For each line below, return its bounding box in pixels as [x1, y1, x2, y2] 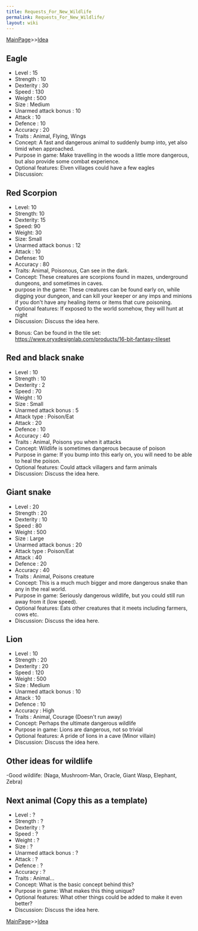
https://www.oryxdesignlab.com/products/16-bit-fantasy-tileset [14, 336, 171, 343]
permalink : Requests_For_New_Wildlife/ [6, 14, 105, 20]
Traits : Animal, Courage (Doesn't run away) [14, 713, 122, 721]
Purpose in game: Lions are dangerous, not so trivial [14, 726, 143, 733]
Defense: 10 [14, 255, 45, 261]
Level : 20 [14, 503, 40, 510]
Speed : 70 [14, 387, 42, 395]
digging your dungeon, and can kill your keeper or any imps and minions [14, 293, 192, 299]
